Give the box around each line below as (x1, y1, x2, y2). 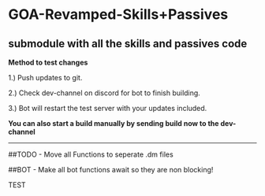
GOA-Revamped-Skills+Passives (8, 6, 229, 24)
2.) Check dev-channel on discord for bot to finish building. (8, 88, 201, 98)
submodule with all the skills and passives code (8, 37, 248, 50)
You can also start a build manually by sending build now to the (8, 119, 219, 128)
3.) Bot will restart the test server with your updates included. (8, 104, 207, 113)
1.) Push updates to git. (8, 73, 83, 82)
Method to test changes (8, 57, 88, 67)
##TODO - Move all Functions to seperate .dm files (8, 150, 174, 159)
